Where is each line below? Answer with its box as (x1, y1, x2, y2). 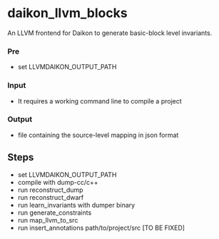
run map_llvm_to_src (17, 215, 78, 224)
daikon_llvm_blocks (7, 5, 128, 21)
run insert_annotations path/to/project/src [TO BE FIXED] (17, 223, 185, 232)
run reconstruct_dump (17, 185, 83, 194)
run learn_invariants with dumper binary (17, 200, 136, 209)
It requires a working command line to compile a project (17, 96, 182, 105)
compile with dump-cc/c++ (17, 178, 98, 186)
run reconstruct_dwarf (17, 193, 84, 201)
